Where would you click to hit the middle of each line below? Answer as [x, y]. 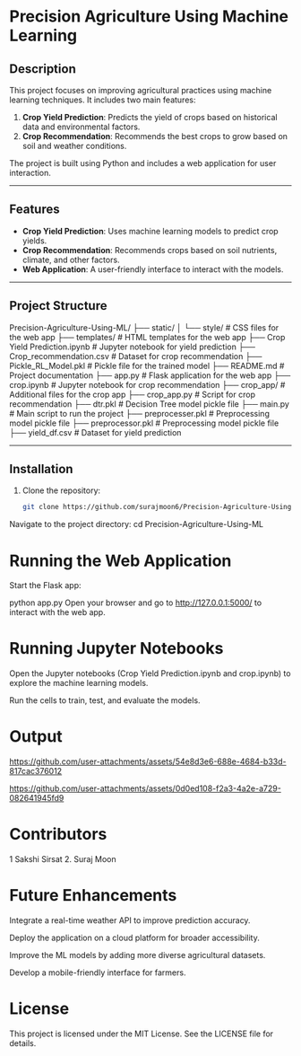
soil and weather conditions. [74, 146]
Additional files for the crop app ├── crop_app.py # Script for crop [132, 394]
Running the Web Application [120, 561]
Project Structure [58, 306]
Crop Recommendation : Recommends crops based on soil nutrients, [150, 250]
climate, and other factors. [71, 260]
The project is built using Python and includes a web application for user [143, 163]
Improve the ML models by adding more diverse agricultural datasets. [138, 955]
